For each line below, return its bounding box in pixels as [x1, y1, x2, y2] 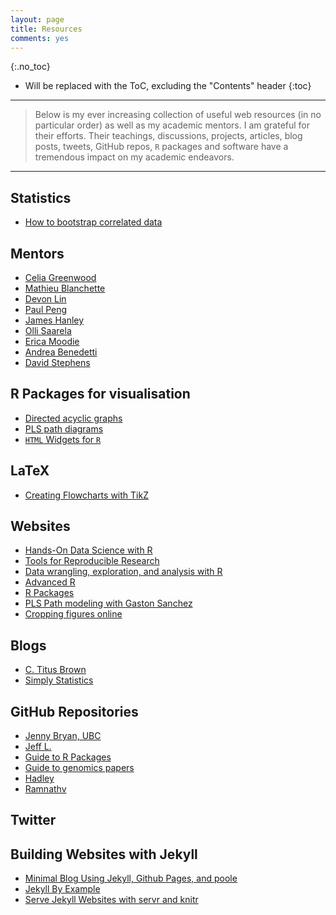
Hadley [24, 772, 55, 785]
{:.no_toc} [10, 61, 51, 73]
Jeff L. [24, 741, 52, 753]
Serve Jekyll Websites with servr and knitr [24, 894, 199, 906]
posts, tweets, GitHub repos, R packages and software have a [34, 141, 289, 153]
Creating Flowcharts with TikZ [24, 489, 149, 501]
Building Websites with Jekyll [10, 846, 198, 863]
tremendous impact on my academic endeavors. [34, 151, 235, 163]
